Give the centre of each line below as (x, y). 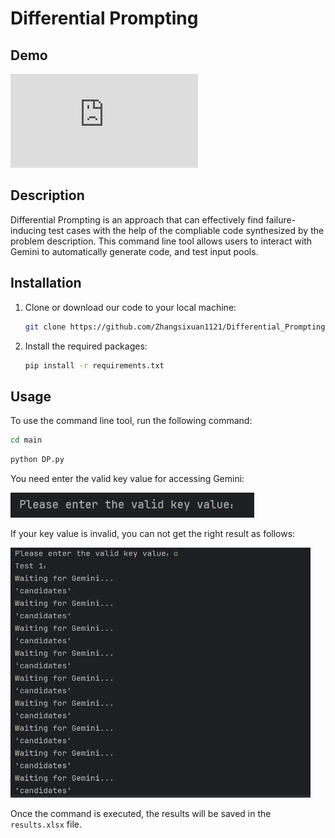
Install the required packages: (86, 346)
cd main (26, 440)
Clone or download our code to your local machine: (130, 307)
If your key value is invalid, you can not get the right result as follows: (153, 533)
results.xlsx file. (46, 824)
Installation (46, 283)
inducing (28, 230)
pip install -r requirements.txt (94, 365)
